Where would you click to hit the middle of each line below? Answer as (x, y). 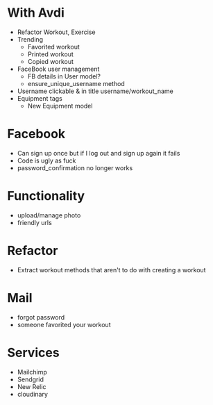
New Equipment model (60, 106)
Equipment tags (40, 98)
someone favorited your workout (64, 324)
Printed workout (51, 54)
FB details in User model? (64, 76)
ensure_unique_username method (76, 83)
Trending (30, 39)
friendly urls (34, 222)
